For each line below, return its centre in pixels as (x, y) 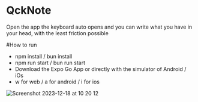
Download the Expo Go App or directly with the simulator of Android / (100, 69)
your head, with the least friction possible (58, 33)
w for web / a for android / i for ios (57, 82)
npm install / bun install (43, 56)
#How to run (22, 45)
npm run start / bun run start (50, 63)
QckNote (29, 10)
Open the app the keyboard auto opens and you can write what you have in (99, 27)
